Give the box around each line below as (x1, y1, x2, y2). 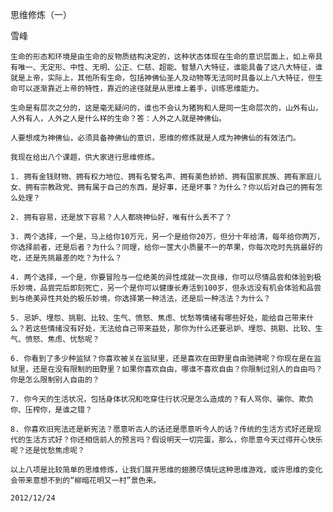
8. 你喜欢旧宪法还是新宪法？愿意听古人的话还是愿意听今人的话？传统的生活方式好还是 (10, 424, 315, 434)
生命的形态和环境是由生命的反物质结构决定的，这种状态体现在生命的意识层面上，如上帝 (10, 52, 316, 62)
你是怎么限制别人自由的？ (10, 375, 100, 385)
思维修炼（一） (10, 9, 72, 20)
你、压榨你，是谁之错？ (10, 405, 93, 415)
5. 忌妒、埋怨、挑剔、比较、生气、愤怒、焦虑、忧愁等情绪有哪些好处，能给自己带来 (10, 313, 307, 323)
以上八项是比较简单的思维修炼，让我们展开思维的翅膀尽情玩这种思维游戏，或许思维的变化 (10, 465, 323, 475)
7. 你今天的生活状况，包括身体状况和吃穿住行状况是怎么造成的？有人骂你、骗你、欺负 (10, 394, 315, 404)
